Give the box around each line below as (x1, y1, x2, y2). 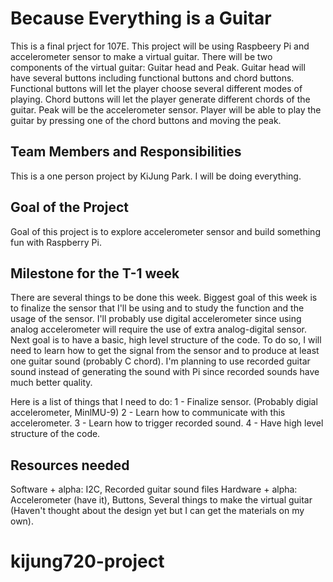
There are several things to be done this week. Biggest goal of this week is (10, 292, 318, 304)
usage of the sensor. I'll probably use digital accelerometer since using (10, 313, 302, 325)
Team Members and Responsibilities (10, 143, 242, 161)
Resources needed (10, 457, 130, 474)
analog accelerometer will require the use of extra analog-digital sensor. (10, 323, 307, 336)
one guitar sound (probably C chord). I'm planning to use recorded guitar (10, 355, 311, 367)
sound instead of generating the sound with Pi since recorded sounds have (10, 366, 320, 378)
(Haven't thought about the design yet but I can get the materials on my (10, 505, 305, 517)
